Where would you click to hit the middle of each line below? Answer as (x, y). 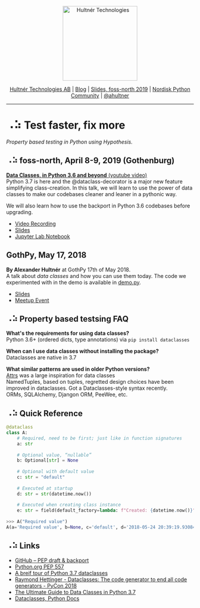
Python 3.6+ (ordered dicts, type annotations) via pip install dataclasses (98, 340)
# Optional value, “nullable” (54, 455)
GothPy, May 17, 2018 (46, 255)
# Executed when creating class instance (69, 505)
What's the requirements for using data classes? (68, 333)
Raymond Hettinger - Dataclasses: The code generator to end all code (101, 579)
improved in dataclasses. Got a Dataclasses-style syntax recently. (87, 388)
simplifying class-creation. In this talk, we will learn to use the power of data (99, 188)
